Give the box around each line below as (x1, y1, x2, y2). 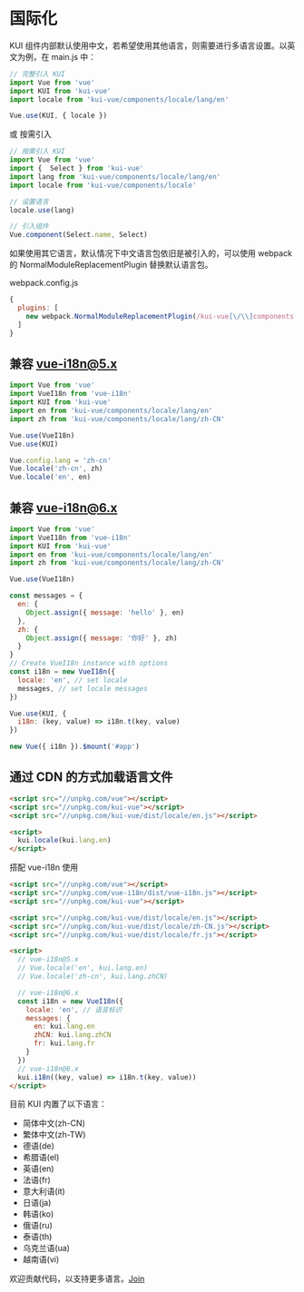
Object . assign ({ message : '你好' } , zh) (25, 633, 178, 643)
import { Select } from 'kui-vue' (9, 164, 144, 173)
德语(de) (22, 1140, 54, 1151)
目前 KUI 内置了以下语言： (9, 1099, 107, 1110)
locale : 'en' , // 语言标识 (25, 1005, 123, 1014)
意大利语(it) (22, 1186, 65, 1197)
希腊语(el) (22, 1152, 60, 1163)
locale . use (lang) (9, 205, 75, 214)
